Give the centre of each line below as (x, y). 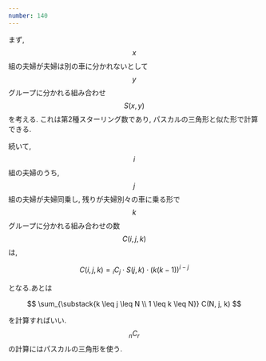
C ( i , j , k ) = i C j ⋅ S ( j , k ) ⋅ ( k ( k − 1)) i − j (134, 270)
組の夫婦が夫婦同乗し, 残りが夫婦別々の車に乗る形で (94, 199)
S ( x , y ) (134, 106)
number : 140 (28, 16)
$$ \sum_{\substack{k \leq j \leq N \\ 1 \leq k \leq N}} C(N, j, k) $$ (134, 304)
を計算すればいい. (38, 320)
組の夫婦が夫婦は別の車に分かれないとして (78, 66)
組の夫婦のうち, (34, 172)
